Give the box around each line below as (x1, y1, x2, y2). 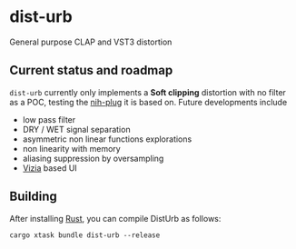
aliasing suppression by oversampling (22, 153, 164, 164)
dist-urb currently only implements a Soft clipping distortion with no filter (9, 86, 286, 97)
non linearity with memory (22, 143, 121, 154)
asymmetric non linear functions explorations (22, 134, 192, 144)
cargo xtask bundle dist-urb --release (9, 230, 161, 240)
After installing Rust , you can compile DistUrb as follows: (9, 213, 222, 224)
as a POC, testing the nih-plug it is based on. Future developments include (9, 96, 288, 107)
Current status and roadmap (9, 63, 173, 78)
